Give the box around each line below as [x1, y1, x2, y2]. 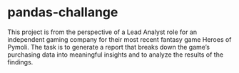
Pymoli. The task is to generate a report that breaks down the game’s [7, 43, 210, 51]
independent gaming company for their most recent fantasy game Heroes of [7, 35, 232, 43]
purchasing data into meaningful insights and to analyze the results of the [7, 50, 223, 59]
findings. [7, 57, 34, 66]
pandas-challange [7, 4, 118, 21]
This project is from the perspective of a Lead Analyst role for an [7, 28, 198, 36]
